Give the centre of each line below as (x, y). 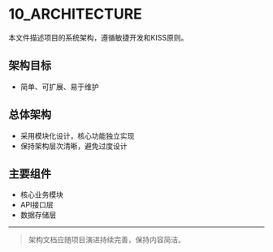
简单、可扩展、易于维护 (59, 87)
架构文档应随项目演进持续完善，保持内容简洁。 (106, 240)
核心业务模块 (41, 194)
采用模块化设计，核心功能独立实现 (77, 135)
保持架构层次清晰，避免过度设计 (74, 146)
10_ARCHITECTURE (75, 14)
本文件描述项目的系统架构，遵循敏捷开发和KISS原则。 (98, 37)
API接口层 (37, 205)
